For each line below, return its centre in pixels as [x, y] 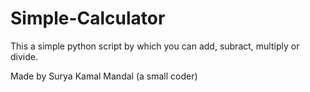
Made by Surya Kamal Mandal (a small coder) [104, 76]
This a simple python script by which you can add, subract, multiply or [155, 46]
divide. [24, 56]
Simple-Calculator [88, 18]
